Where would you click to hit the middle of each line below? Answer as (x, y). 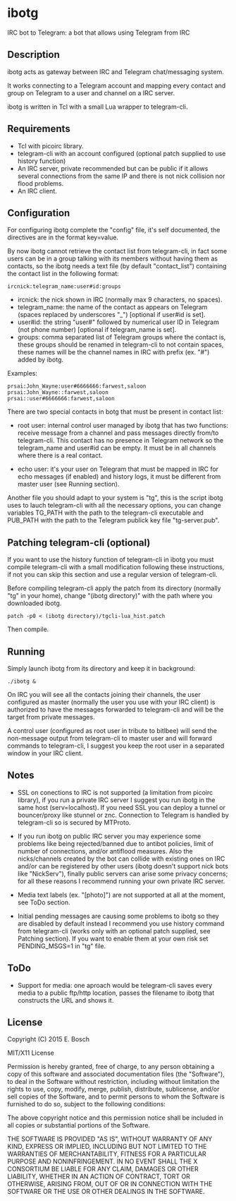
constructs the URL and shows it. (66, 1000)
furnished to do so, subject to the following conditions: (86, 1104)
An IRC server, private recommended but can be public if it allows (113, 168)
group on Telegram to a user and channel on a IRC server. (91, 92)
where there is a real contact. (60, 455)
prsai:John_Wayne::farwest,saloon (58, 393)
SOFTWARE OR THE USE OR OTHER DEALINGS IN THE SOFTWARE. (106, 1192)
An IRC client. (37, 191)
